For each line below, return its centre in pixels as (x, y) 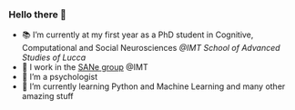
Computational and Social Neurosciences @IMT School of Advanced (151, 48)
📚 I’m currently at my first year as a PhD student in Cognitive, (137, 35)
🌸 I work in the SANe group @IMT (85, 67)
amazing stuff (47, 96)
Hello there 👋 (38, 15)
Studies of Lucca (54, 57)
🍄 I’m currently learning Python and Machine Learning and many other (153, 86)
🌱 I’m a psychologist (59, 77)
